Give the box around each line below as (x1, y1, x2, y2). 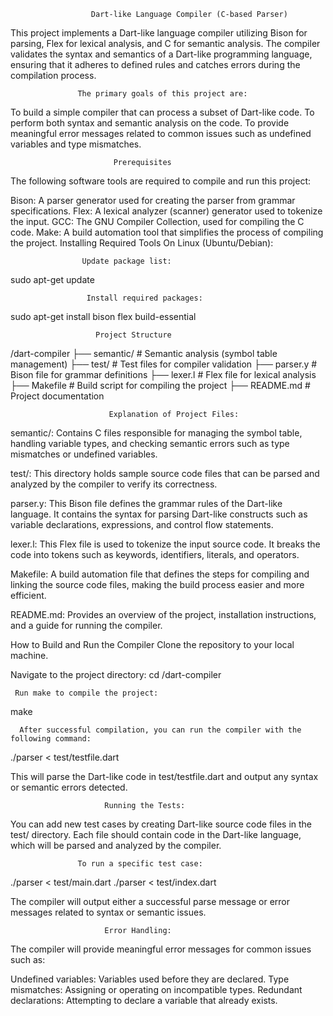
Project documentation (10, 390, 105, 402)
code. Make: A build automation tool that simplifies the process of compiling (10, 226, 324, 238)
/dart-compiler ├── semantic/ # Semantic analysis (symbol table (10, 348, 278, 359)
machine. (10, 650, 49, 661)
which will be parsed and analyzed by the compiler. (10, 840, 222, 851)
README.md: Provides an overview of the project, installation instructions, (10, 609, 317, 620)
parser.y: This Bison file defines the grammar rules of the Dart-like (10, 498, 283, 509)
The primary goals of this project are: (77, 89, 248, 99)
